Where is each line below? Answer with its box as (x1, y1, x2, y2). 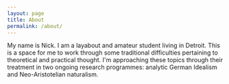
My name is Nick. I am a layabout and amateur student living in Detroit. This (7, 42, 221, 50)
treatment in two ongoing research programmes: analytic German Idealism (7, 63, 217, 72)
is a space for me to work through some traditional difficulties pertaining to (7, 48, 218, 57)
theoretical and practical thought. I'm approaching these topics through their (7, 56, 224, 64)
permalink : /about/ (7, 23, 63, 29)
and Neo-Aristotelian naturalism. (7, 70, 99, 79)
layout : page (7, 10, 45, 17)
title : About (7, 16, 45, 23)
